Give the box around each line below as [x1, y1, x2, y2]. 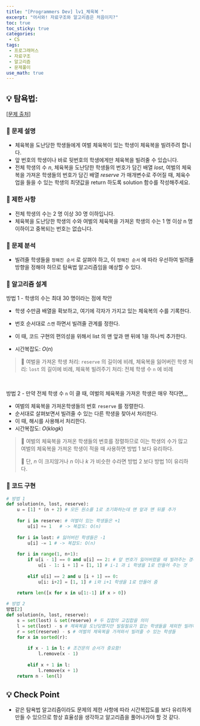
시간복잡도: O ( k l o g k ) [14, 425, 64, 432]
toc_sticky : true [6, 25, 49, 32]
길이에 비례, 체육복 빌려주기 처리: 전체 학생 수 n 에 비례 [47, 366, 174, 373]
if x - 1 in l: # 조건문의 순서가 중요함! [27, 645, 122, 651]
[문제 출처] [6, 111, 31, 118]
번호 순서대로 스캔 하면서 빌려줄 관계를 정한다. [14, 320, 120, 327]
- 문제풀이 [8, 64, 31, 71]
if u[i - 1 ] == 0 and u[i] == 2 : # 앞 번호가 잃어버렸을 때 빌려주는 [27, 557, 186, 563]
